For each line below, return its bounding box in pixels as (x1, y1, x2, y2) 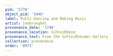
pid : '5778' (5, 7, 29, 12)
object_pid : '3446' (5, 12, 45, 17)
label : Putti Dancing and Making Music (5, 16, 87, 21)
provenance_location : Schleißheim (5, 30, 76, 35)
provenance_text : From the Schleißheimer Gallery (5, 35, 109, 39)
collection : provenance (5, 39, 54, 44)
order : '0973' (5, 43, 34, 48)
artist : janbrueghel (5, 20, 47, 26)
